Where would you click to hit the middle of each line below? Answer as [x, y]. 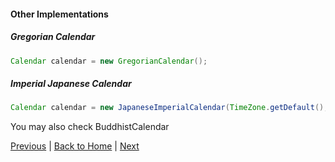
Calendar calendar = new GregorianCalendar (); [109, 61]
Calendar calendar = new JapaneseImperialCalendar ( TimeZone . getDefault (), [169, 108]
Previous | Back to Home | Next [75, 146]
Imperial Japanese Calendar [71, 84]
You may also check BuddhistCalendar [90, 127]
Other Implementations [59, 14]
